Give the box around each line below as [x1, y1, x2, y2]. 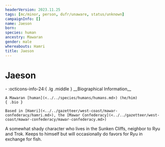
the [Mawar [58, 113, 80, 118]
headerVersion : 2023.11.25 [5, 7, 61, 12]
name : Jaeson [5, 21, 32, 26]
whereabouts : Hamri [5, 44, 45, 49]
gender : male [5, 39, 32, 44]
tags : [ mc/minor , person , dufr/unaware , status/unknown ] [5, 12, 125, 17]
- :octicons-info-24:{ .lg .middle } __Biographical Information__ [5, 86, 132, 92]
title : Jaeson [5, 48, 34, 53]
